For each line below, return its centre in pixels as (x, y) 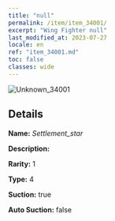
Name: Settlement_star (46, 133)
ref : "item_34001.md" (44, 52)
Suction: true (30, 194)
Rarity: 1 (22, 163)
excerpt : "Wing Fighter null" (58, 30)
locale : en (26, 45)
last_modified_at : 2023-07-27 (58, 37)
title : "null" (32, 15)
